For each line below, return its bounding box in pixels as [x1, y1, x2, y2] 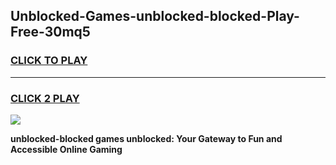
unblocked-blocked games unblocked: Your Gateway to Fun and [10, 132, 283, 144]
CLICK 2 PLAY [10, 91, 80, 105]
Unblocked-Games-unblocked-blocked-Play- [10, 8, 300, 25]
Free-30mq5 [10, 24, 91, 41]
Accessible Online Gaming [10, 143, 123, 155]
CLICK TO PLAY [10, 54, 88, 68]
